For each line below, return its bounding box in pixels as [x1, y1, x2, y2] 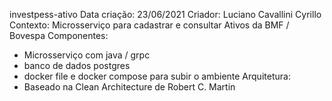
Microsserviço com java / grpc [23, 49, 151, 61]
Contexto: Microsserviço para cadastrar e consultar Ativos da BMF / [9, 19, 290, 31]
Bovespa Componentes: [9, 30, 109, 41]
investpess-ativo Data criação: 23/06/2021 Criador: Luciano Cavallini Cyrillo [9, 9, 322, 20]
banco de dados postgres [23, 60, 131, 71]
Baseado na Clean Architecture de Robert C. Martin [23, 81, 236, 93]
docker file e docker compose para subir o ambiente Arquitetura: [23, 70, 291, 82]
